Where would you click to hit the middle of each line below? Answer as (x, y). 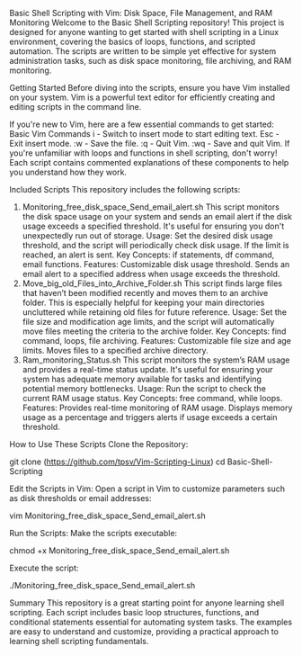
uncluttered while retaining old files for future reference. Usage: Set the (155, 312)
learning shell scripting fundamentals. (79, 641)
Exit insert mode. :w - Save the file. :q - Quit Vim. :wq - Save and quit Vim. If (150, 144)
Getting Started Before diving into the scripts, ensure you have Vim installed (150, 88)
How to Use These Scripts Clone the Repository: (99, 444)
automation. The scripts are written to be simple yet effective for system (143, 51)
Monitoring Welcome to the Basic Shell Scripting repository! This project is (147, 22)
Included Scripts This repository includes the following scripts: (125, 189)
